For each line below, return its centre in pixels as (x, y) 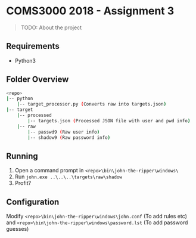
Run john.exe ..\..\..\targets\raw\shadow (69, 177)
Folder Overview (38, 80)
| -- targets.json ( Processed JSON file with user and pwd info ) (109, 120)
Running (22, 156)
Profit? (23, 183)
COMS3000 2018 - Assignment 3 (90, 11)
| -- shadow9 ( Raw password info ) (69, 137)
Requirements (33, 46)
